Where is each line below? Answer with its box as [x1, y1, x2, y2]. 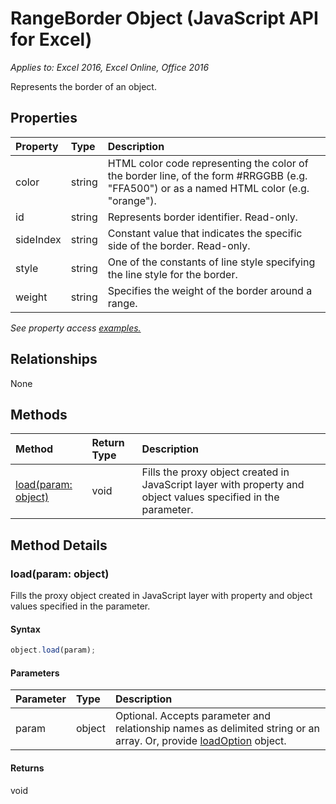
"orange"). [107, 193, 157, 207]
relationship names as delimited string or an [114, 722, 321, 736]
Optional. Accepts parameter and [114, 709, 272, 723]
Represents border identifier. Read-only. [107, 210, 298, 224]
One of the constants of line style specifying [107, 255, 316, 269]
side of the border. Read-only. [107, 238, 251, 252]
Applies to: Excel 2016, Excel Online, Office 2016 [10, 61, 210, 73]
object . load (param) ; [10, 645, 97, 656]
